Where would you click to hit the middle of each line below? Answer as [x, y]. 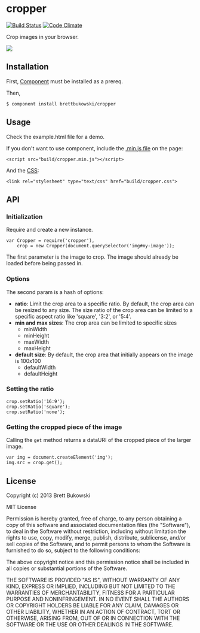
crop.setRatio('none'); [36, 412]
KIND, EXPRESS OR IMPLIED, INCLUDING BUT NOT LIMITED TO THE [91, 586]
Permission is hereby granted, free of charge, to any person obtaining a [94, 518]
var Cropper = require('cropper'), [50, 241]
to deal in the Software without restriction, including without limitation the [96, 531]
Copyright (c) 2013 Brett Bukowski [48, 495]
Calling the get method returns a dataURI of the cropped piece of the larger [99, 440]
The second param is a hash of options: [55, 292]
